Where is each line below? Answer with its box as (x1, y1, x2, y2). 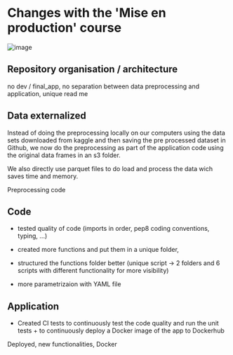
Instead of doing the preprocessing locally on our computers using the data (7, 128, 226, 137)
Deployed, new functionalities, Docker (7, 340, 118, 349)
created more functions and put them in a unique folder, (17, 246, 179, 254)
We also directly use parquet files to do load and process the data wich (7, 164, 213, 173)
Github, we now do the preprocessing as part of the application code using (7, 143, 224, 152)
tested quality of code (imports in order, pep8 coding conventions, (17, 225, 210, 233)
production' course (7, 20, 121, 36)
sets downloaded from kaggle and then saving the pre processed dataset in (7, 135, 226, 145)
